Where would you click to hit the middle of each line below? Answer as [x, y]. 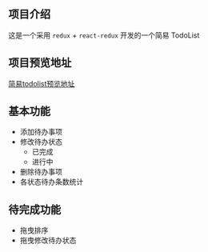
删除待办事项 [41, 172]
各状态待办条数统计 [52, 182]
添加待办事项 [41, 132]
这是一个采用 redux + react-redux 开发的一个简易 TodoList [104, 35]
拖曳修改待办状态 [48, 240]
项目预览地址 [40, 63]
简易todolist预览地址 [42, 83]
